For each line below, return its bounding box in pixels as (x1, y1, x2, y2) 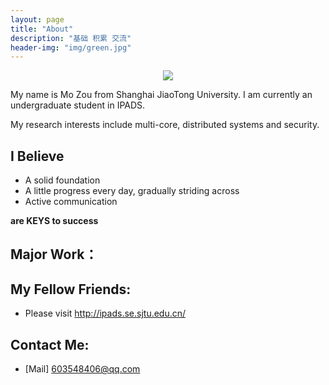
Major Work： (10, 246, 98, 263)
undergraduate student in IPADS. (10, 99, 146, 111)
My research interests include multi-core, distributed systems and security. (10, 119, 320, 131)
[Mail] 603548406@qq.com (24, 363, 141, 375)
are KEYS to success (10, 215, 99, 227)
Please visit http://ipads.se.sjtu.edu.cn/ (24, 307, 187, 320)
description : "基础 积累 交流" (10, 33, 132, 43)
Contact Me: (10, 336, 90, 353)
